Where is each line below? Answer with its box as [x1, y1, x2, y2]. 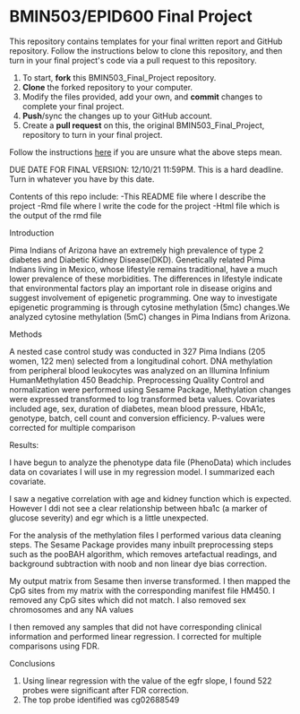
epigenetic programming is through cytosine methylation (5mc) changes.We [9, 302, 290, 313]
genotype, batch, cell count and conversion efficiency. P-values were [9, 412, 266, 423]
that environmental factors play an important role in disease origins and [9, 282, 273, 293]
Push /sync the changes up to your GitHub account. [21, 110, 213, 121]
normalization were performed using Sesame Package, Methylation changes [9, 383, 291, 395]
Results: [9, 439, 39, 450]
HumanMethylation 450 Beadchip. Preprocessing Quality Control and [9, 374, 265, 385]
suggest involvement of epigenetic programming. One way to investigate [9, 292, 278, 303]
